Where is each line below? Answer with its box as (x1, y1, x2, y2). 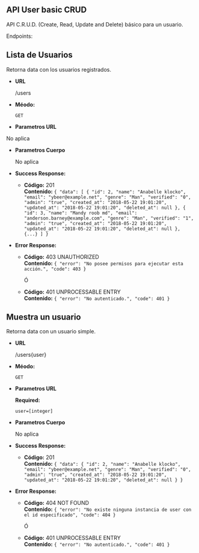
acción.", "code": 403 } (23, 266, 87, 272)
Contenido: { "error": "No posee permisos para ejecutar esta (23, 259, 183, 267)
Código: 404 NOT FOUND (23, 499, 89, 507)
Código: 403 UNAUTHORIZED (23, 253, 99, 261)
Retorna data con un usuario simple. (6, 328, 96, 335)
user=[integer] (14, 409, 54, 415)
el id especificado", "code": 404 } (23, 512, 116, 518)
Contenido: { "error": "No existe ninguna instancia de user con (23, 505, 192, 513)
